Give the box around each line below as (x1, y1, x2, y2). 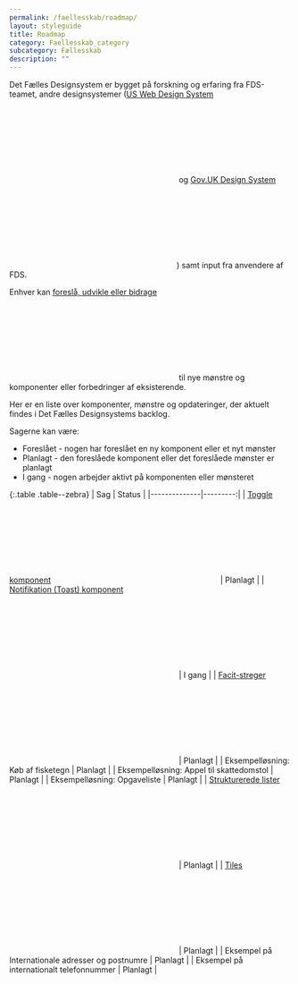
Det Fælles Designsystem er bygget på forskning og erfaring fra (9, 80, 244, 89)
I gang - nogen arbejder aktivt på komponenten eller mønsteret (21, 471, 254, 482)
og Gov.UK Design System (178, 174, 277, 184)
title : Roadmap (9, 30, 66, 38)
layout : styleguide (9, 21, 82, 30)
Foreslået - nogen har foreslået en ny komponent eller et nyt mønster (21, 444, 277, 454)
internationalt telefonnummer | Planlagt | (9, 964, 158, 975)
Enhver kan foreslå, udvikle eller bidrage (9, 287, 158, 297)
